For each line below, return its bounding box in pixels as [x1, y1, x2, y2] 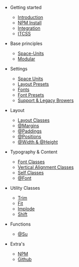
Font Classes [17, 159, 45, 165]
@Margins [17, 123, 39, 128]
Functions [10, 221, 31, 227]
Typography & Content [10, 149, 58, 155]
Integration [17, 25, 41, 31]
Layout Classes [17, 117, 50, 123]
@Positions [17, 133, 42, 140]
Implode [17, 206, 35, 212]
